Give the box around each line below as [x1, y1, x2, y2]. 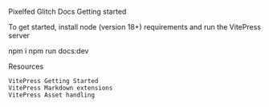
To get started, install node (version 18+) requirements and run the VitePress [8, 22, 261, 31]
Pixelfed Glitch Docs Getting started [8, 7, 127, 16]
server [8, 31, 31, 40]
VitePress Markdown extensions [8, 84, 113, 92]
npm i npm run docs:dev [8, 46, 89, 55]
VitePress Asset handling [8, 91, 95, 99]
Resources [8, 61, 44, 71]
